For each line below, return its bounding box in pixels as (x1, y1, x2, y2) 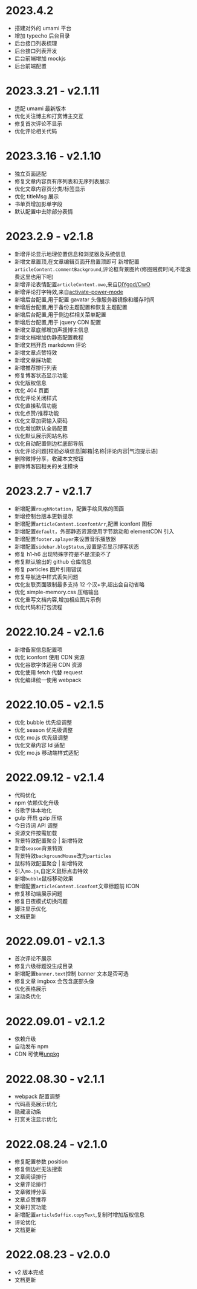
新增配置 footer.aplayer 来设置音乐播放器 (14, 535, 117, 543)
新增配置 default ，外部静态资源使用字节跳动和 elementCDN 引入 (14, 527, 175, 535)
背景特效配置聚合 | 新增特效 (14, 837, 83, 844)
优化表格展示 (14, 985, 47, 993)
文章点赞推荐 (14, 1196, 47, 1204)
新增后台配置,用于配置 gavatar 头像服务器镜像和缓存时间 (14, 295, 155, 303)
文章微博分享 (14, 1188, 47, 1196)
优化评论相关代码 (14, 127, 57, 135)
